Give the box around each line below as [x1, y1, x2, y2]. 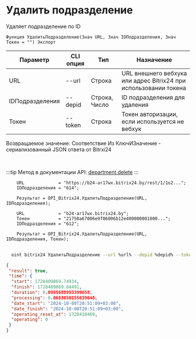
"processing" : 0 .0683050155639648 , [11, 295, 98, 301]
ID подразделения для [121, 93, 185, 101]
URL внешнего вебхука [121, 69, 187, 77]
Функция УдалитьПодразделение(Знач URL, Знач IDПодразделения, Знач [6, 34, 176, 40]
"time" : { [8, 273, 33, 279]
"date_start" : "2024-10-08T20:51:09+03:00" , [11, 300, 121, 306]
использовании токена [121, 84, 187, 92]
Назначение [136, 56, 173, 64]
